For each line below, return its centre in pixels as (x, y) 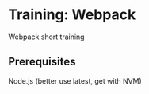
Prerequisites (42, 62)
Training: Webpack (72, 15)
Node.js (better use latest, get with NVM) (75, 80)
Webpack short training (46, 37)
